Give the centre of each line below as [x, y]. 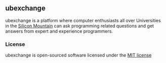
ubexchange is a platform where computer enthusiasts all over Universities [83, 20]
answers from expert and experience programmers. [59, 31]
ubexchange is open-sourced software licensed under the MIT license [78, 55]
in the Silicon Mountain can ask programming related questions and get [80, 26]
